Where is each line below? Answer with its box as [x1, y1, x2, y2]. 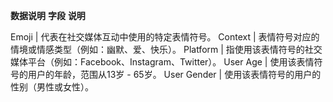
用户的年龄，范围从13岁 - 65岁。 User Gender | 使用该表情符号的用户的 [27, 69, 322, 80]
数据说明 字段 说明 [10, 10, 86, 21]
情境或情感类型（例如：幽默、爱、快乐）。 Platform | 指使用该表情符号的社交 [10, 44, 323, 55]
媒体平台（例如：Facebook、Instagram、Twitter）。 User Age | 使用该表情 [10, 56, 315, 68]
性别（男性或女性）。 [10, 81, 94, 93]
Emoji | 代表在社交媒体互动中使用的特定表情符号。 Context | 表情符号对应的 [10, 31, 320, 43]
